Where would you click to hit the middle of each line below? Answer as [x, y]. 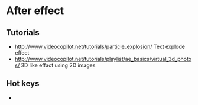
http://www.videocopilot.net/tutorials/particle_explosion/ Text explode [100, 46]
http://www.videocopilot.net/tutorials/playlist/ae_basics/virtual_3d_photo [103, 59]
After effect [35, 11]
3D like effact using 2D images [58, 65]
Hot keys [23, 84]
